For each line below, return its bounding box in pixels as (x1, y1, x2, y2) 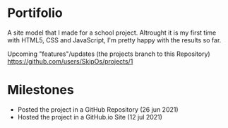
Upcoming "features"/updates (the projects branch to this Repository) (7, 50, 210, 58)
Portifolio (7, 5, 63, 21)
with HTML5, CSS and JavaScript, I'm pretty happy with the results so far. (7, 35, 222, 44)
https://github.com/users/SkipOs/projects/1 (7, 57, 133, 65)
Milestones (7, 82, 74, 98)
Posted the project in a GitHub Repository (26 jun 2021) (17, 105, 179, 114)
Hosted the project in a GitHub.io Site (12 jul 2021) (17, 112, 162, 121)
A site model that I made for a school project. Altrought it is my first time (7, 28, 217, 37)
